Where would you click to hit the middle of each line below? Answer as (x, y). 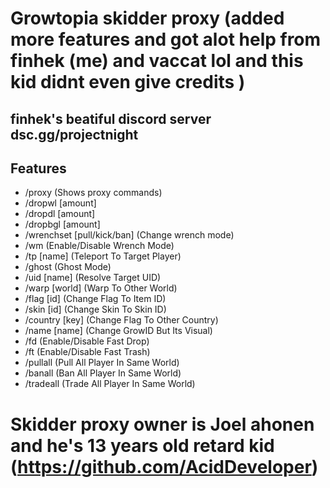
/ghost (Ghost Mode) (68, 267)
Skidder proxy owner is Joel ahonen (162, 424)
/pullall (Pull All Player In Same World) (102, 363)
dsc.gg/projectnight (74, 134)
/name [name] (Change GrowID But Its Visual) (118, 331)
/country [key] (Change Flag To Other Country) (121, 320)
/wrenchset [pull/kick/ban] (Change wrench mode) (129, 235)
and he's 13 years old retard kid (142, 445)
